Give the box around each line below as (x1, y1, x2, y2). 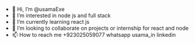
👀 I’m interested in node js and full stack (11, 12, 111, 19)
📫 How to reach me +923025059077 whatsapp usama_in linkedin (11, 32, 176, 38)
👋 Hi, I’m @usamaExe (11, 6, 65, 12)
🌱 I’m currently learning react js (11, 18, 90, 25)
